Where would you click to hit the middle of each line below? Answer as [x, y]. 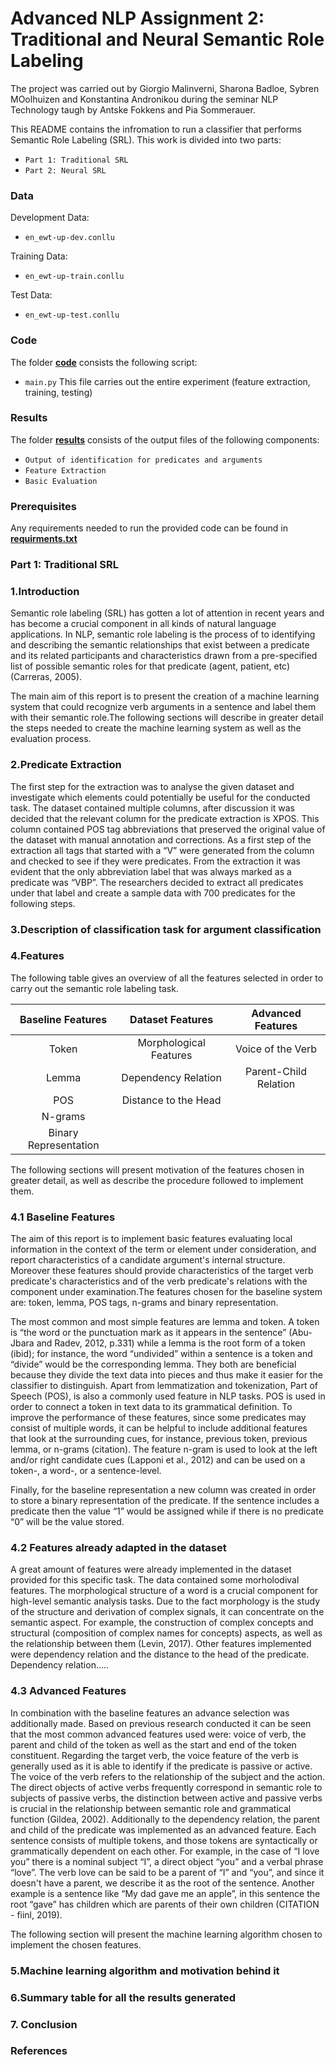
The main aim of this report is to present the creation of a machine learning [165, 696]
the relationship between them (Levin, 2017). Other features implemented [161, 1644]
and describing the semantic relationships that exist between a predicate [160, 645]
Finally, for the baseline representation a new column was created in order [163, 1490]
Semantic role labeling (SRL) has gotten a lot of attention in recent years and [167, 613]
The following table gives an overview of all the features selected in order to [167, 978]
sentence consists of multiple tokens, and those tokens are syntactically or [164, 1840]
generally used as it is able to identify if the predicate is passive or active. [161, 1766]
